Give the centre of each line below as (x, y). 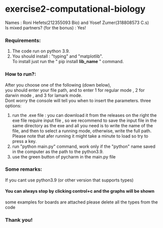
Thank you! (19, 220)
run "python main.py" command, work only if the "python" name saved (84, 146)
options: (13, 106)
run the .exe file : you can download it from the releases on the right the (84, 115)
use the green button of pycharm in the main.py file (64, 157)
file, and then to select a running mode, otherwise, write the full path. (82, 131)
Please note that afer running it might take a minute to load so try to (80, 136)
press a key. (24, 141)
